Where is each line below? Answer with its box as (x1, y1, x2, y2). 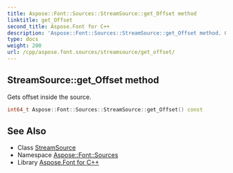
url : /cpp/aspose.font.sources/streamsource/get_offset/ (7, 49, 175, 56)
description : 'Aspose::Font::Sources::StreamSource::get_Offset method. (7, 29, 222, 37)
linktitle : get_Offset (7, 17, 73, 24)
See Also (7, 125, 46, 137)
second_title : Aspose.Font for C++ (7, 23, 110, 30)
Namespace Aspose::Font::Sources (17, 151, 119, 159)
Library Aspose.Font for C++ (17, 158, 99, 167)
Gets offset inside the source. (7, 93, 92, 101)
